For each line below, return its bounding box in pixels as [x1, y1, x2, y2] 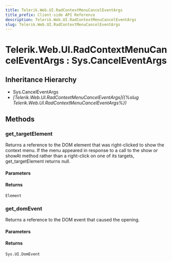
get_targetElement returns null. [5, 158, 71, 164]
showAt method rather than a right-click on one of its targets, [5, 153, 135, 159]
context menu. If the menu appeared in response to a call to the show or [5, 147, 158, 153]
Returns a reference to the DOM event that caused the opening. [5, 217, 140, 223]
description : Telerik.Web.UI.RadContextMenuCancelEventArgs [5, 17, 137, 22]
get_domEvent [5, 205, 43, 212]
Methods [5, 115, 35, 123]
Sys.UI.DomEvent [5, 251, 40, 257]
